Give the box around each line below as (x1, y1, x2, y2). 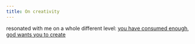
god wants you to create (6, 31, 66, 38)
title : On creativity (6, 8, 60, 15)
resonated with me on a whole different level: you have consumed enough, (6, 25, 189, 32)
